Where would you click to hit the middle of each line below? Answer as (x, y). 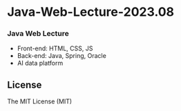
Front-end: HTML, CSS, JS (55, 48)
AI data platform (40, 63)
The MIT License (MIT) (40, 101)
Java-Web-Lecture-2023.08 (91, 12)
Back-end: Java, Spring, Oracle (62, 56)
